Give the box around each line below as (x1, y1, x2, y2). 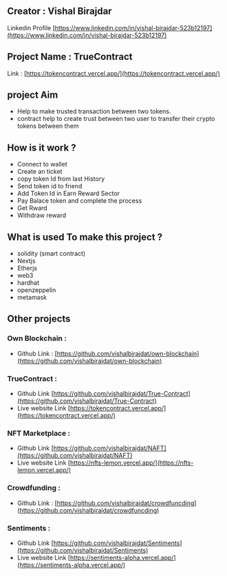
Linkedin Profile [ (7, 23, 55, 32)
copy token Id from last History (17, 175, 105, 183)
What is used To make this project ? (7, 231, 163, 243)
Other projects (7, 313, 71, 325)
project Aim (7, 89, 58, 101)
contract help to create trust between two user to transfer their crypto (17, 115, 215, 123)
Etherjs (17, 264, 38, 272)
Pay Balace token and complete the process (17, 197, 142, 205)
